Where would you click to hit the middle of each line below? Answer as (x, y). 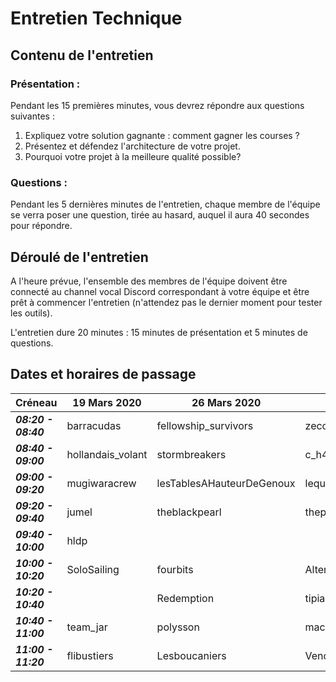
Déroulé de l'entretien (79, 257)
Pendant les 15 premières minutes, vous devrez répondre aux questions (157, 105)
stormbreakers (191, 454)
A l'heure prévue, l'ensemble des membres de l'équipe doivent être (149, 281)
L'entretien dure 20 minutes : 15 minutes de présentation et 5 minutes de (159, 332)
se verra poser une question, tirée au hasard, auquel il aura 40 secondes (160, 215)
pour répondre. (41, 226)
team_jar (87, 627)
